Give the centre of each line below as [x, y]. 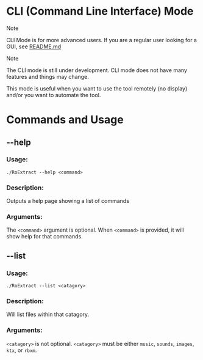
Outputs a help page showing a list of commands [68, 201]
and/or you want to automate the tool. [54, 95]
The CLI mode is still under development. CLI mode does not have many [97, 70]
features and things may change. [48, 76]
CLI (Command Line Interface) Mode [100, 11]
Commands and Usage [65, 120]
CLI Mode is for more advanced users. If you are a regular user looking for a [101, 40]
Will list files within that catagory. [48, 314]
